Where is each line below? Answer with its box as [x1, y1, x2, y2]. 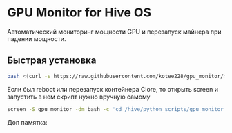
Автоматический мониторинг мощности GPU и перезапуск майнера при [7, 27, 222, 36]
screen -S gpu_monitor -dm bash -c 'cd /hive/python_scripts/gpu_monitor [7, 106, 224, 112]
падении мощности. [7, 34, 66, 43]
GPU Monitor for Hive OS [7, 5, 152, 21]
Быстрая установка [7, 55, 97, 66]
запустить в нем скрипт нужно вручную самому [7, 93, 151, 101]
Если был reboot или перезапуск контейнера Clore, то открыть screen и [7, 85, 219, 93]
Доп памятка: [7, 118, 48, 126]
